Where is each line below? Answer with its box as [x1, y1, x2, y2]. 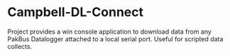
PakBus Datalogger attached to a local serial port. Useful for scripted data [7, 34, 224, 43]
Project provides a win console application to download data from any [7, 27, 212, 36]
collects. [7, 42, 33, 50]
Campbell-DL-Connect [7, 4, 144, 20]
